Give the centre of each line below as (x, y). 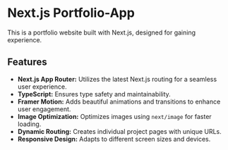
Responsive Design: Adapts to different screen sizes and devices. (114, 139)
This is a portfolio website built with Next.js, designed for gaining (102, 32)
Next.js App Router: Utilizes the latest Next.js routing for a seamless (117, 79)
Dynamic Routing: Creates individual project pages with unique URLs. (120, 131)
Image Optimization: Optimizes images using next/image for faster (114, 116)
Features (27, 62)
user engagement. (44, 109)
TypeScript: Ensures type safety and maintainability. (94, 94)
